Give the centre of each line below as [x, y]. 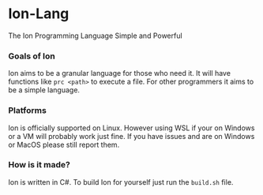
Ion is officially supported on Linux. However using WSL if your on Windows [131, 128]
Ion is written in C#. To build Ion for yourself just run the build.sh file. [121, 182]
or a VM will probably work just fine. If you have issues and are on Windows [131, 136]
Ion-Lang [39, 14]
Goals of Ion [32, 56]
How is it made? [39, 165]
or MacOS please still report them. [64, 144]
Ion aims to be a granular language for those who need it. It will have [120, 73]
